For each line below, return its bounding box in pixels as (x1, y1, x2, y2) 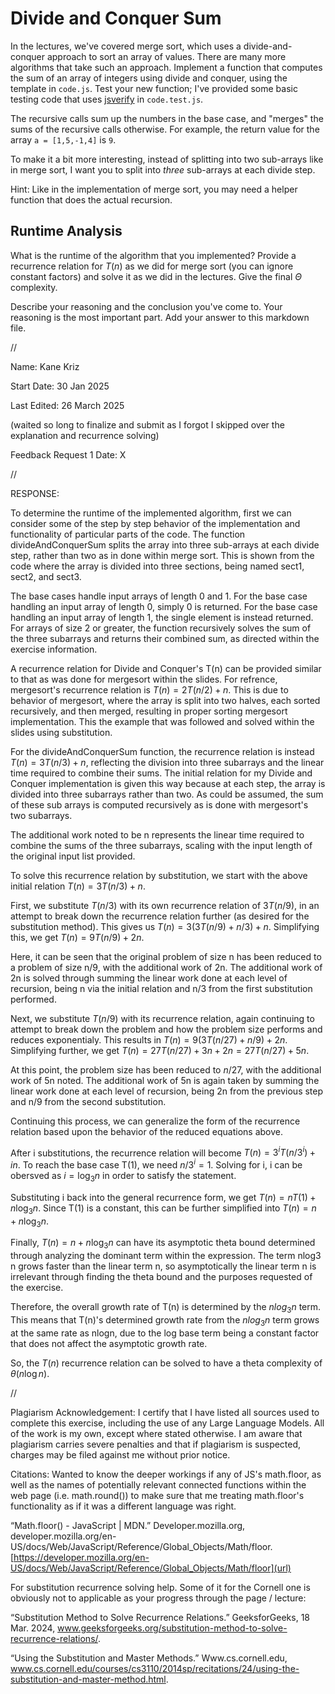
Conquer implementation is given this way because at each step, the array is (10, 777, 326, 789)
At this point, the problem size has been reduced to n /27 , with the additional (10, 1063, 322, 1076)
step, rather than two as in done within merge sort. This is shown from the (10, 549, 315, 561)
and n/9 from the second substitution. (10, 1095, 167, 1107)
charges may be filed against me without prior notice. (10, 1448, 231, 1461)
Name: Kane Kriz (10, 360, 80, 372)
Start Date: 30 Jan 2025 (10, 380, 110, 392)
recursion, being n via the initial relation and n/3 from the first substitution (10, 982, 313, 994)
